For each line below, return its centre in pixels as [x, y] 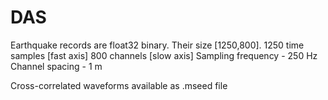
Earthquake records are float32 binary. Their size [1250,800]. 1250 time [157, 45]
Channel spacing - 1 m [56, 66]
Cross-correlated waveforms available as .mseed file [119, 85]
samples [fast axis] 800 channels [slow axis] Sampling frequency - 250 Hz [164, 55]
